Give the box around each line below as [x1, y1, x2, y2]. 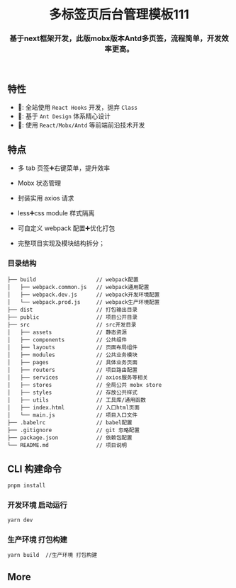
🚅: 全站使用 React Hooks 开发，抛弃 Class [17, 103, 138, 112]
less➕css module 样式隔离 [17, 209, 95, 217]
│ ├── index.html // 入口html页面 [7, 405, 140, 412]
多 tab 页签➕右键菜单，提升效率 [17, 164, 111, 172]
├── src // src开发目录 [7, 322, 137, 329]
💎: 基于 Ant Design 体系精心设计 [17, 112, 111, 120]
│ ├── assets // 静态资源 [7, 329, 128, 337]
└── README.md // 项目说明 [7, 442, 128, 449]
